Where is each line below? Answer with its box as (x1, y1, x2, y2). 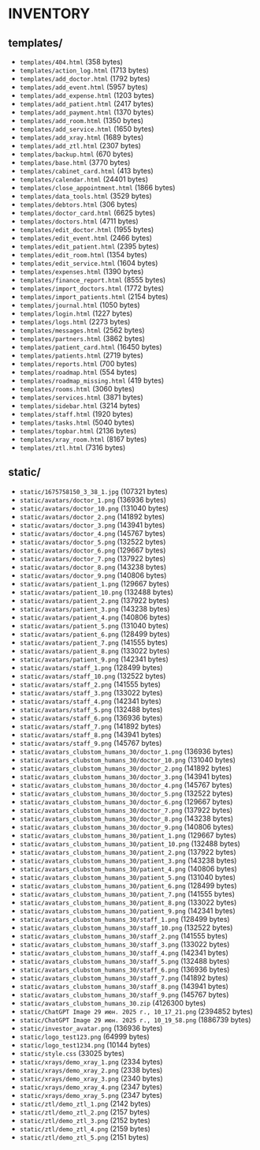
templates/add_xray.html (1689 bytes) (19, 133, 144, 142)
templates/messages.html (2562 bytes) (19, 325, 145, 335)
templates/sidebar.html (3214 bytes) (19, 401, 140, 410)
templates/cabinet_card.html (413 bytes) (19, 167, 154, 175)
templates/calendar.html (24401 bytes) (19, 174, 148, 184)
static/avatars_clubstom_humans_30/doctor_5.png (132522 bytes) (19, 789, 233, 798)
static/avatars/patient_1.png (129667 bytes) (19, 579, 169, 588)
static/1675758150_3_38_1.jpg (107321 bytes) (19, 486, 168, 496)
